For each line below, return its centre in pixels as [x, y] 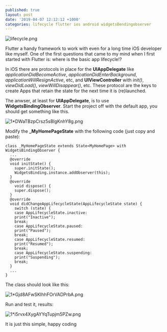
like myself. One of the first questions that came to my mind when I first [80, 54]
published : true [22, 10]
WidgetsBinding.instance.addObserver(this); [62, 173]
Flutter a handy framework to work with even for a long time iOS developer [83, 48]
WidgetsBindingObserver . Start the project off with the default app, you [81, 106]
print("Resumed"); [34, 244]
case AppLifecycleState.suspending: [53, 253]
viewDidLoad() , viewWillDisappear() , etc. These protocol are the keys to [81, 86]
